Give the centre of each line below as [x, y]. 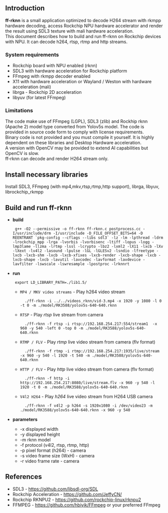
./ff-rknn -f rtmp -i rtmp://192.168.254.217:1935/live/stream [92, 351]
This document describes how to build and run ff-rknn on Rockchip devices [83, 36]
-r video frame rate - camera [49, 461]
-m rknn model [35, 440]
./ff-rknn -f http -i [47, 379]
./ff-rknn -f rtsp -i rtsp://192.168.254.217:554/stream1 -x [91, 324]
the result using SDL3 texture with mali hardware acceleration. [69, 31]
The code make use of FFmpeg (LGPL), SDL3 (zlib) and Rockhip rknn [76, 121]
